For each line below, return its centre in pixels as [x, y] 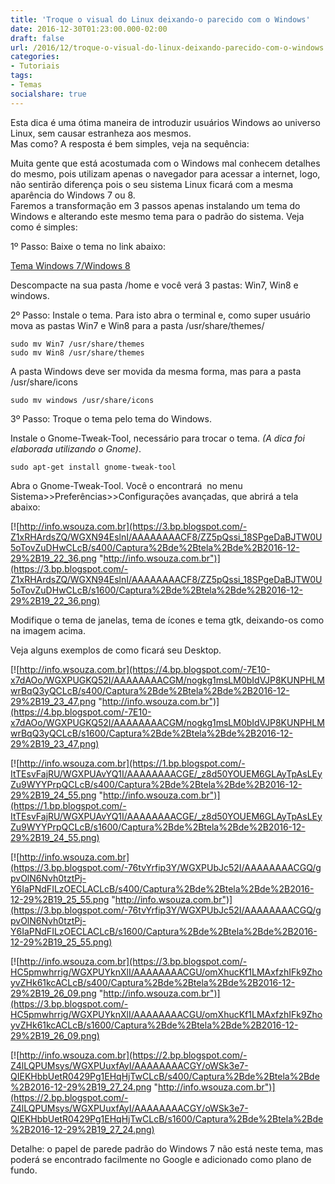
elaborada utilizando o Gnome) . [76, 448]
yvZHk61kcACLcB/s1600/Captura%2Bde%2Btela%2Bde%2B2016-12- [154, 1025]
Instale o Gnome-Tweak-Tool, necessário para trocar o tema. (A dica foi [157, 438]
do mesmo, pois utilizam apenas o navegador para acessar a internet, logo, [165, 173]
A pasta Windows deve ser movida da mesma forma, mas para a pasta [156, 371]
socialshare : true [48, 94]
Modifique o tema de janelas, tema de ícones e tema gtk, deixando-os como [167, 620]
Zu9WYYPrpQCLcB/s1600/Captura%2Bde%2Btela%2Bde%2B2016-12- [158, 827]
